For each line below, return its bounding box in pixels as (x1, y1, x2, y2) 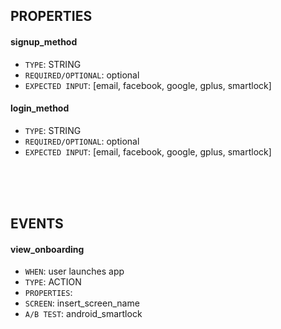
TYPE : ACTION (24, 276, 82, 288)
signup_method (10, 35, 78, 48)
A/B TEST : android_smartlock (24, 308, 143, 320)
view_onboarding (10, 243, 85, 255)
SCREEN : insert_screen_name (24, 297, 140, 309)
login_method (10, 102, 70, 114)
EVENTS (10, 215, 64, 233)
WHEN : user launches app (24, 265, 125, 278)
